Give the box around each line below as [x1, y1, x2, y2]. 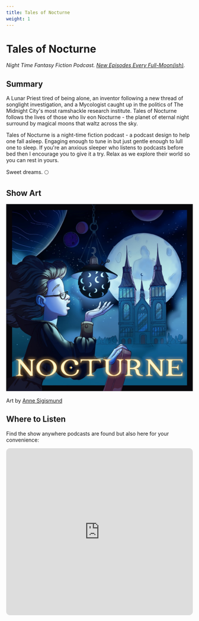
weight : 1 [6, 15, 31, 22]
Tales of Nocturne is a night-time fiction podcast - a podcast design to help [6, 131, 190, 139]
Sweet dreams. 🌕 [6, 169, 49, 176]
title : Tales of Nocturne [6, 9, 70, 15]
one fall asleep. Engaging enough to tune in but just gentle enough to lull [6, 138, 183, 145]
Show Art [6, 188, 41, 198]
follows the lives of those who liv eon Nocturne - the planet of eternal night [6, 113, 190, 121]
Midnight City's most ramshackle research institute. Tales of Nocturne [6, 107, 177, 115]
